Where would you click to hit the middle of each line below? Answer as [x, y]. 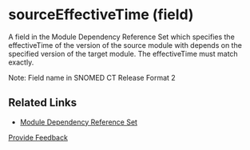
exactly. [21, 62]
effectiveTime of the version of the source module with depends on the [125, 45]
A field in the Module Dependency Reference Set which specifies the [122, 37]
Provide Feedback [38, 137]
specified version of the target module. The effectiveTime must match [123, 53]
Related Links [43, 103]
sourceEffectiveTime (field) [101, 15]
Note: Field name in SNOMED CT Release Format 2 [92, 77]
